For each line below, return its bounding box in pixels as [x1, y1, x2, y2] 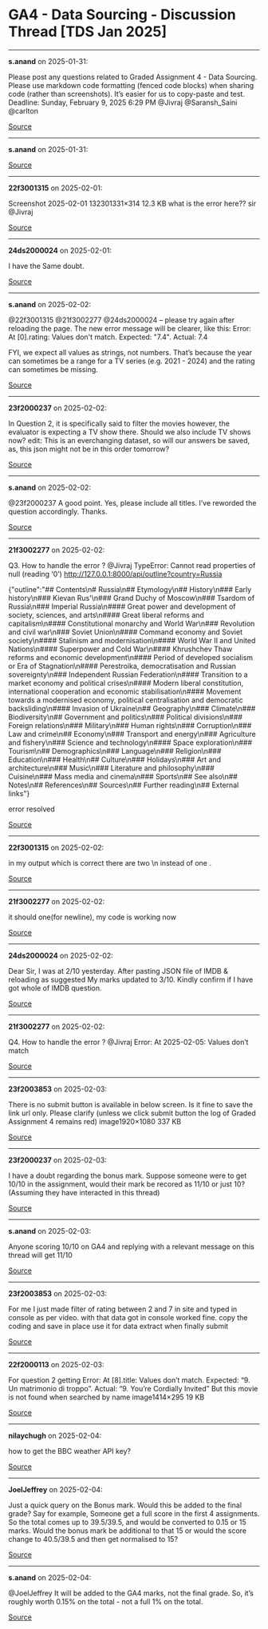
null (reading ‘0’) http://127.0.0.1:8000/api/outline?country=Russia [8, 569, 223, 578]
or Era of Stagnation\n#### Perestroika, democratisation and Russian [8, 661, 237, 670]
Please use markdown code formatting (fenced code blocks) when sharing [8, 80, 254, 90]
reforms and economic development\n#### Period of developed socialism [8, 652, 254, 662]
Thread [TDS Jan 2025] [8, 22, 167, 41]
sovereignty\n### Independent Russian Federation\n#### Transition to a [8, 670, 249, 679]
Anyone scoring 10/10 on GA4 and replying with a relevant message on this [8, 1242, 255, 1251]
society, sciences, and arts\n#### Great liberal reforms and [8, 610, 205, 619]
